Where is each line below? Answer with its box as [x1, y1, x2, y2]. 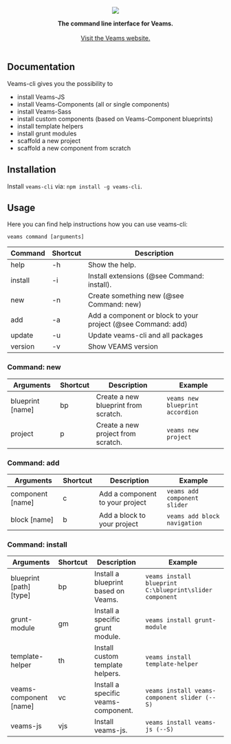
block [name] [10, 515, 54, 525]
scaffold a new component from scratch [16, 144, 131, 152]
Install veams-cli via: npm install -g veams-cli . [7, 182, 142, 190]
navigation [166, 519, 203, 527]
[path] [10, 582, 31, 591]
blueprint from [96, 400, 142, 410]
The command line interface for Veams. [57, 19, 174, 28]
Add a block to [98, 511, 146, 521]
